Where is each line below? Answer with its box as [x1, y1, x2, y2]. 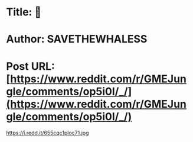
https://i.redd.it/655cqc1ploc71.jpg [6, 130, 89, 137]
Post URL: [6, 59, 55, 73]
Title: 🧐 [6, 5, 42, 19]
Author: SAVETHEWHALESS [6, 33, 148, 46]
